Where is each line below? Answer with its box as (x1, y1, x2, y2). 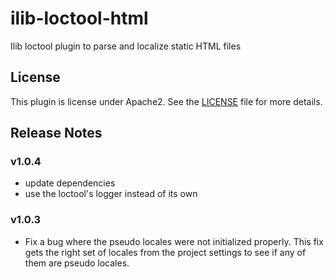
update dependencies (24, 177, 116, 189)
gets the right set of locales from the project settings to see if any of (24, 246, 307, 258)
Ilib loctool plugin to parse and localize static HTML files (10, 40, 242, 52)
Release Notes (10, 125, 103, 142)
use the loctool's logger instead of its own (24, 188, 198, 200)
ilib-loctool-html (10, 7, 149, 30)
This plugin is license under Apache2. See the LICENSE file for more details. (10, 95, 323, 107)
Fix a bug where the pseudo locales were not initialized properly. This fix (24, 235, 324, 247)
